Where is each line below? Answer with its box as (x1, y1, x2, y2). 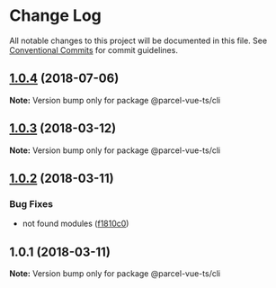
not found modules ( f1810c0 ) (22, 218, 129, 229)
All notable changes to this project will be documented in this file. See (9, 35, 268, 46)
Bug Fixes (9, 197, 54, 210)
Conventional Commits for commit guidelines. (9, 44, 178, 55)
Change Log (9, 5, 102, 26)
